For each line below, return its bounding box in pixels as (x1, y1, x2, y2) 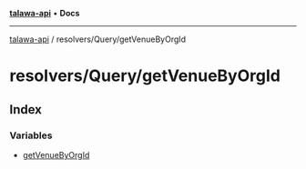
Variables (9, 129, 53, 142)
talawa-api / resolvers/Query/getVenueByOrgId (9, 34, 187, 45)
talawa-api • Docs (9, 8, 80, 18)
